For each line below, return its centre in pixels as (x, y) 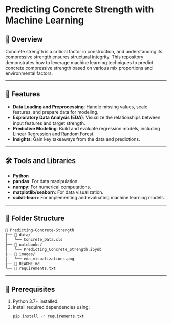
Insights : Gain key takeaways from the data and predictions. (76, 139)
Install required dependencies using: (51, 307)
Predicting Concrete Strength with (80, 9)
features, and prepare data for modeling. (56, 112)
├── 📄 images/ (20, 254)
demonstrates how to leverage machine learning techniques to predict (79, 62)
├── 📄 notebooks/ (24, 245)
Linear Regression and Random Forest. (53, 134)
